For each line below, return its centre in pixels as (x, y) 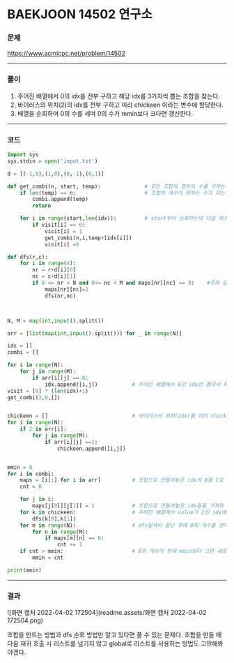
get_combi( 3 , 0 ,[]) (34, 397)
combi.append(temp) (61, 200)
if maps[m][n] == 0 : (74, 538)
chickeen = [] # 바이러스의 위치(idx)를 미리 (108, 416)
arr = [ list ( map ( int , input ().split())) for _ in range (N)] (95, 333)
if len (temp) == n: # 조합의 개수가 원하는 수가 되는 (123, 193)
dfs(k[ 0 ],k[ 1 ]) (54, 519)
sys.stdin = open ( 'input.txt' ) (53, 161)
